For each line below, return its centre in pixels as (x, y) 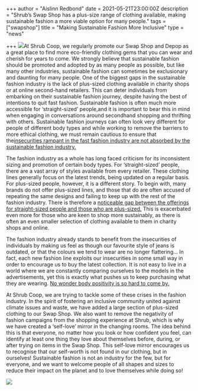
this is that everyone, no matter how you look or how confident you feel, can (99, 333)
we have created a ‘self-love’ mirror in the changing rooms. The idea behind (98, 326)
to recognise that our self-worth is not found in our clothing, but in (87, 352)
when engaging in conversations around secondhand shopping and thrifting (98, 115)
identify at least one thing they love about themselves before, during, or (93, 339)
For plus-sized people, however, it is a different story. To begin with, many (96, 184)
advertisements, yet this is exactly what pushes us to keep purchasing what (98, 277)
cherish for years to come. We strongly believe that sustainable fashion (92, 58)
